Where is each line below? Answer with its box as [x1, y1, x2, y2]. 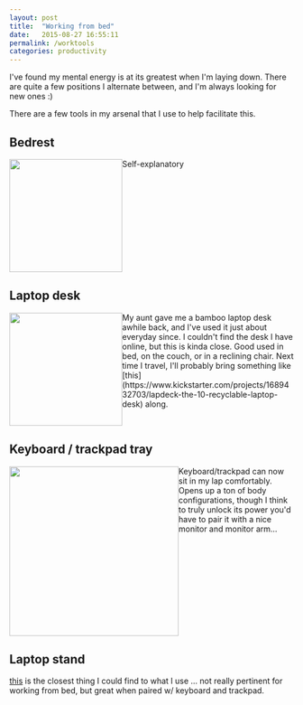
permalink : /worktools [9, 38, 95, 48]
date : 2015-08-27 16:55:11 [9, 30, 119, 39]
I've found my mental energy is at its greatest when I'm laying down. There [9, 71, 287, 82]
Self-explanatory [122, 158, 185, 169]
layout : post [9, 13, 59, 23]
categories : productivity [9, 47, 106, 56]
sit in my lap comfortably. [179, 475, 272, 486]
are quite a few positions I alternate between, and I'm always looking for [9, 81, 277, 92]
